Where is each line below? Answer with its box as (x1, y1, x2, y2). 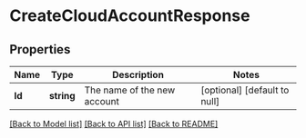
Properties (9, 42, 71, 57)
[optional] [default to (199, 84, 290, 96)
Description (112, 69, 164, 81)
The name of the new (84, 84, 176, 96)
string (48, 90, 76, 102)
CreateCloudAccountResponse (9, 5, 250, 26)
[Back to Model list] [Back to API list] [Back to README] (9, 119, 219, 129)
